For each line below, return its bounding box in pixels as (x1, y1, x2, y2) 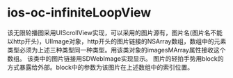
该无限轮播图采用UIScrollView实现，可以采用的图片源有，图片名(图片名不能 (7, 28, 223, 37)
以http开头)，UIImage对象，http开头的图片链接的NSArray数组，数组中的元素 (7, 37, 227, 46)
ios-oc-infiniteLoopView (7, 5, 152, 21)
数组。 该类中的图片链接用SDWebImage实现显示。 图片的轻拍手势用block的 (7, 54, 224, 63)
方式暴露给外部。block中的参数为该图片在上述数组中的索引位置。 (7, 63, 194, 71)
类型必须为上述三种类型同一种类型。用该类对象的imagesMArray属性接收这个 (7, 46, 226, 54)
